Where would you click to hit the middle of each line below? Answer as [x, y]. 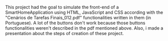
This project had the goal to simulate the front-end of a [62, 7]
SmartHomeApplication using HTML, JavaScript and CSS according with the [84, 12]
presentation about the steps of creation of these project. [65, 33]
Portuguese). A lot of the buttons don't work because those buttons [75, 23]
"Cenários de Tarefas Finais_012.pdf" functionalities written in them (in [78, 18]
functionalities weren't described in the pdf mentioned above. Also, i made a [84, 28]
